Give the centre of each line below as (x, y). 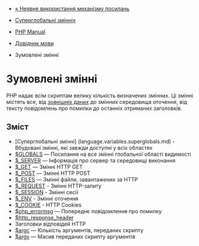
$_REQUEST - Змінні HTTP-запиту (58, 186)
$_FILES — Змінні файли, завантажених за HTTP (76, 179)
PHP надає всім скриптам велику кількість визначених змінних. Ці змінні (99, 96)
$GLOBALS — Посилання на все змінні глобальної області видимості (103, 154)
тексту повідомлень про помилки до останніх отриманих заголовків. (94, 108)
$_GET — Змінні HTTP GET (49, 167)
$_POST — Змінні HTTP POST (53, 173)
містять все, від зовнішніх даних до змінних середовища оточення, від (97, 102)
